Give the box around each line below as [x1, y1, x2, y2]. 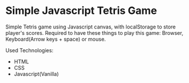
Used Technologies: [5, 46, 54, 53]
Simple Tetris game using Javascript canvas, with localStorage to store [5, 23, 176, 30]
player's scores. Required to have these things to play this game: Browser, [5, 29, 184, 36]
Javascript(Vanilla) [13, 70, 59, 77]
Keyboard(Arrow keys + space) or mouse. [5, 35, 106, 42]
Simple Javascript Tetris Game [5, 4, 157, 17]
